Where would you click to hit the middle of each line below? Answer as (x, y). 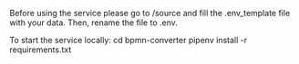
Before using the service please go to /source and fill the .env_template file (150, 13)
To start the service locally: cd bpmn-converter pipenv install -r (129, 40)
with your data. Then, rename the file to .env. (93, 23)
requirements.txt (41, 50)
